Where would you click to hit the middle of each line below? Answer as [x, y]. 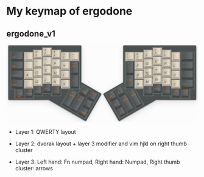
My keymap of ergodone [69, 11]
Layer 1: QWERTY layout [45, 132]
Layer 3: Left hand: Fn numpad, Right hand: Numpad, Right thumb [97, 162]
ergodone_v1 [31, 34]
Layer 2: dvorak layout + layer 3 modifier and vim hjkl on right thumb [101, 144]
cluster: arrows [34, 168]
